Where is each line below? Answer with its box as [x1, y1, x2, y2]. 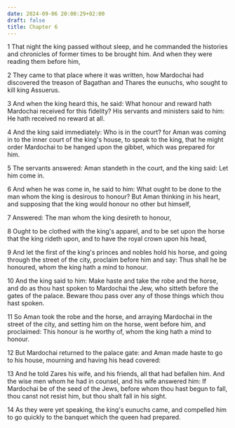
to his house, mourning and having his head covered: [7, 356, 161, 365]
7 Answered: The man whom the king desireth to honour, [7, 213, 172, 222]
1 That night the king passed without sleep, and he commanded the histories [7, 43, 228, 51]
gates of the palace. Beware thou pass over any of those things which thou [7, 292, 224, 300]
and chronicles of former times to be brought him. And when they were [7, 50, 213, 58]
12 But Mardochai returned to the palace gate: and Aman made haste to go [7, 349, 223, 357]
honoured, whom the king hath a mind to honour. [7, 263, 149, 272]
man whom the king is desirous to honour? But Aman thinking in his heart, [7, 192, 220, 201]
